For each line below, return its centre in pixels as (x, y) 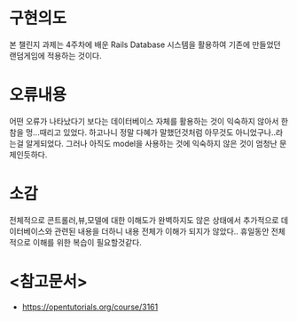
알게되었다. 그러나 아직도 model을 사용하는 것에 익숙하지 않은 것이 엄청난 (151, 143)
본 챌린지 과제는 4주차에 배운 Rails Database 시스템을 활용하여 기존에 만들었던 (145, 44)
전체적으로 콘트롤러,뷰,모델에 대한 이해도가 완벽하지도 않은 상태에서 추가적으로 (144, 220)
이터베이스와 (31, 231)
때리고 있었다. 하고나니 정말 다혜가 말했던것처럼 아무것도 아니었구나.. (158, 132)
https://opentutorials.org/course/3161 (90, 307)
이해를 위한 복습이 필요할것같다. (87, 242)
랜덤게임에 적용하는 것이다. (55, 55)
